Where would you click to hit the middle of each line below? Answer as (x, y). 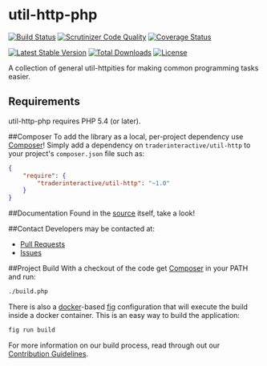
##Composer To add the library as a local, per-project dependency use (126, 136)
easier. (19, 76)
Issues (31, 253)
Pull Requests (42, 244)
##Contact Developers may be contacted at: (81, 229)
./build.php (28, 292)
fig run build (32, 330)
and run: (22, 277)
